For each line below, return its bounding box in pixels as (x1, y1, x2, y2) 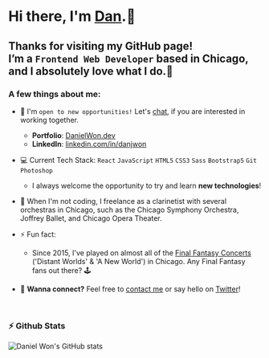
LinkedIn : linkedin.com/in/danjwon (31, 139, 147, 148)
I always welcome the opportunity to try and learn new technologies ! (31, 181, 262, 190)
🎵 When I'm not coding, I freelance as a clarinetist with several (19, 196, 227, 205)
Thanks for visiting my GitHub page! (8, 39, 194, 53)
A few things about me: (8, 88, 101, 100)
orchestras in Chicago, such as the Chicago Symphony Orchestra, (19, 205, 239, 214)
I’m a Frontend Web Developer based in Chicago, (8, 51, 249, 65)
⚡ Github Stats (8, 320, 66, 332)
